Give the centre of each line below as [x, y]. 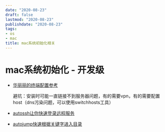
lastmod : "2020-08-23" [29, 19]
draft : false [19, 15]
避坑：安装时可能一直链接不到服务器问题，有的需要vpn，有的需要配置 [86, 96]
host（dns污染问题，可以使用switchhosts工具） [63, 102]
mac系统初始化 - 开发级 [55, 70]
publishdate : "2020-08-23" [34, 24]
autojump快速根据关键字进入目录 [47, 124]
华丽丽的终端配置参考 [35, 85]
